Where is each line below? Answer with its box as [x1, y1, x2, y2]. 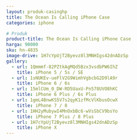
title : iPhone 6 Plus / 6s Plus [17, 92, 97, 98]
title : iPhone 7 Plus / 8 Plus [17, 114, 94, 120]
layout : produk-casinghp [6, 8, 68, 15]
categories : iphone [6, 20, 55, 26]
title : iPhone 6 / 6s [17, 80, 70, 86]
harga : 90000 [6, 42, 39, 48]
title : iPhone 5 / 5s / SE [17, 69, 84, 75]
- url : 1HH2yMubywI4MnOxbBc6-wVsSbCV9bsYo [11, 108, 118, 114]
